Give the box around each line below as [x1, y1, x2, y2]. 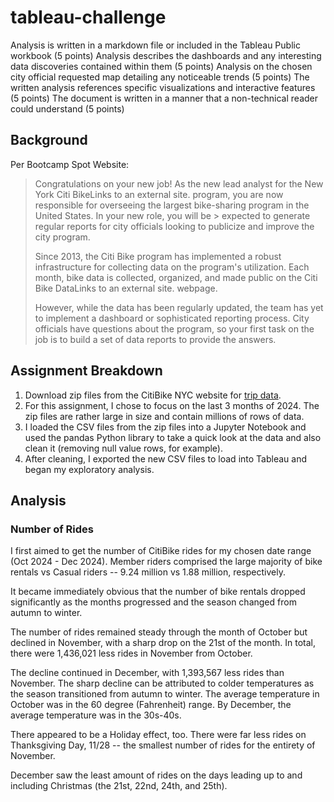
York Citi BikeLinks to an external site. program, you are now [34, 188, 284, 200]
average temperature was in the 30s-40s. [10, 709, 182, 721]
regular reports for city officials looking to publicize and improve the [34, 220, 315, 232]
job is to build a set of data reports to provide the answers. [34, 333, 277, 345]
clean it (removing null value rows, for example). [24, 442, 223, 454]
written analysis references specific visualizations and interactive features [10, 81, 316, 93]
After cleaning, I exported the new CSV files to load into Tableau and [24, 452, 307, 465]
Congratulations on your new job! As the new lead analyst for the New [34, 177, 324, 190]
